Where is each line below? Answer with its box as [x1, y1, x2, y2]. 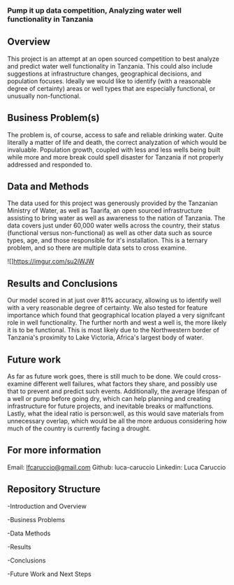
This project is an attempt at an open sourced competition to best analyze [7, 55, 220, 63]
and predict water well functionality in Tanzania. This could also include [7, 62, 213, 70]
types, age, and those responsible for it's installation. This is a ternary [7, 237, 208, 245]
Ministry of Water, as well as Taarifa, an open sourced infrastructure [7, 206, 203, 215]
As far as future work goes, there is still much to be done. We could [7, 372, 201, 380]
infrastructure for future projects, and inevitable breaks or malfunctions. [7, 402, 214, 410]
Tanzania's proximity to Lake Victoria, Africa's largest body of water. [7, 333, 204, 341]
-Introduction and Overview [7, 502, 87, 510]
